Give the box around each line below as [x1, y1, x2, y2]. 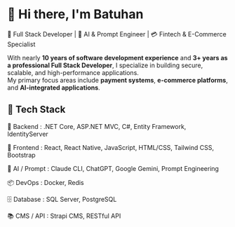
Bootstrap [7, 151, 36, 159]
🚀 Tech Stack [7, 104, 66, 116]
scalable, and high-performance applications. [7, 68, 139, 76]
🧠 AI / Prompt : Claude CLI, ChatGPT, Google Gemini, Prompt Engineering [7, 164, 220, 172]
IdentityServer [7, 130, 49, 138]
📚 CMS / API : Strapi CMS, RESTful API [7, 212, 121, 220]
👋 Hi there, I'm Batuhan [7, 6, 144, 22]
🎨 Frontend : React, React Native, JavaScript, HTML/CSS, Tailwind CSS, [7, 143, 215, 151]
